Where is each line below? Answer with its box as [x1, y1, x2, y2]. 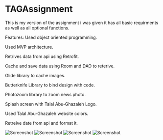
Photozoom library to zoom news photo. [5, 91, 86, 97]
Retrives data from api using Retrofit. [5, 53, 79, 59]
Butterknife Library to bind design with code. [5, 82, 95, 88]
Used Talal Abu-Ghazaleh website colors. [5, 111, 89, 116]
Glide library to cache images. [5, 72, 66, 78]
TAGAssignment [5, 3, 73, 15]
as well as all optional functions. [5, 25, 70, 30]
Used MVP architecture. [5, 44, 53, 50]
